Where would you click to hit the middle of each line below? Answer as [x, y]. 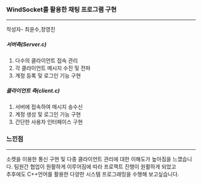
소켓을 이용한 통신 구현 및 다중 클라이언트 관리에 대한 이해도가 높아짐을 [89, 159]
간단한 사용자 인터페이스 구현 [49, 122]
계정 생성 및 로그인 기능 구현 [48, 114]
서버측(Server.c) [26, 44]
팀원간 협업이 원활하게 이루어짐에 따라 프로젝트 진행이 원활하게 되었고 [95, 166]
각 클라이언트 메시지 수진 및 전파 [53, 68]
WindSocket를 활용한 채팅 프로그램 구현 [62, 9]
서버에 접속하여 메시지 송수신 [49, 107]
